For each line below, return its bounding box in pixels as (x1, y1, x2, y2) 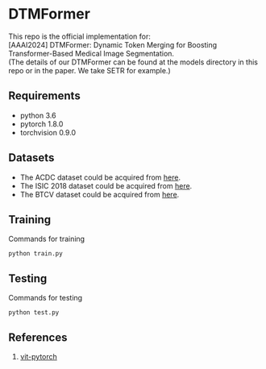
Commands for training (8, 234, 85, 244)
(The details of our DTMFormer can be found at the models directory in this (8, 57, 258, 67)
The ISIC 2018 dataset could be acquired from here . (19, 180, 193, 190)
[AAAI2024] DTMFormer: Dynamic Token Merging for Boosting (8, 39, 218, 49)
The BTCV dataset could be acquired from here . (19, 189, 180, 199)
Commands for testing (8, 293, 83, 303)
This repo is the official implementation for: (8, 31, 152, 41)
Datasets (8, 151, 55, 165)
